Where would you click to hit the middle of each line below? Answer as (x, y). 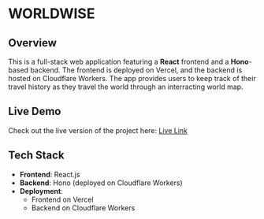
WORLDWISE (52, 14)
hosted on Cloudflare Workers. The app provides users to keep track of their (132, 78)
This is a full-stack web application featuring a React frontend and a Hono (129, 61)
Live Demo (35, 111)
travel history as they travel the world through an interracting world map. (126, 87)
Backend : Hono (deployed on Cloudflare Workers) (101, 183)
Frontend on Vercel (62, 199)
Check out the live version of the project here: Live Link (98, 130)
